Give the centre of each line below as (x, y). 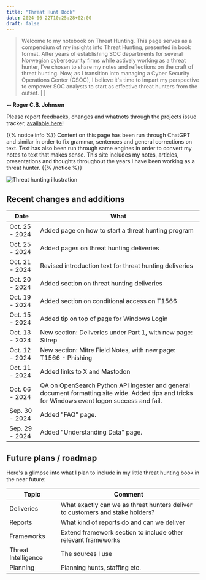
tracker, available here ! (35, 123)
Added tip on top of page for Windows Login (104, 319)
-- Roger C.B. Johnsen (36, 105)
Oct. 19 (20, 297)
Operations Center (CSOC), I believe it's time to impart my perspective (110, 80)
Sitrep (49, 340)
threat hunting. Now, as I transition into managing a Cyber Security (105, 74)
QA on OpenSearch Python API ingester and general (115, 385)
